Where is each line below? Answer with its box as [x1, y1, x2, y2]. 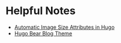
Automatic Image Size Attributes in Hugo [14, 24, 115, 31]
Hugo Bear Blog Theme [14, 29, 72, 37]
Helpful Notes [5, 4, 76, 18]
